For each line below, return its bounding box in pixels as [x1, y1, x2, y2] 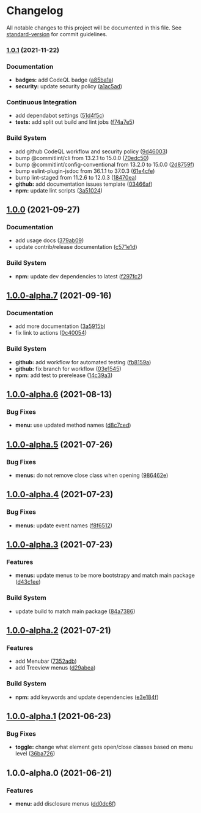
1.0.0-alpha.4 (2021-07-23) [6, 489, 114, 500]
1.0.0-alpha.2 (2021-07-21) [6, 625, 111, 636]
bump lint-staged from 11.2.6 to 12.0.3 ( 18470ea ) [15, 174, 137, 181]
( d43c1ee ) [15, 578, 41, 586]
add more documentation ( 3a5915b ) [15, 323, 106, 330]
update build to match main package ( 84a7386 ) [15, 608, 136, 615]
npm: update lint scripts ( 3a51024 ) [15, 186, 103, 194]
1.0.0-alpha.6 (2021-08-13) [6, 389, 112, 400]
